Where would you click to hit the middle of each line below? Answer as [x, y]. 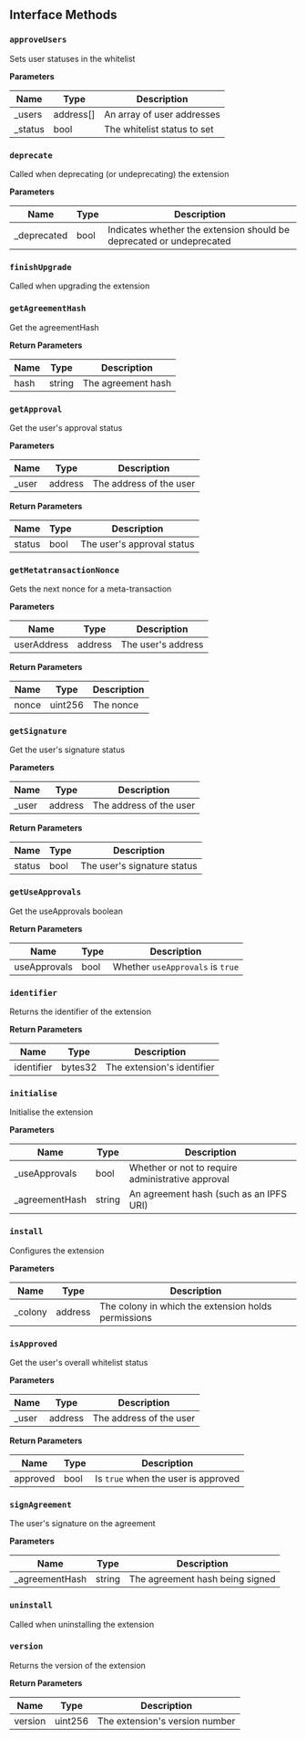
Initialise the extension [51, 1112]
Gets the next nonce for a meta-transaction [91, 589]
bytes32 [79, 1067]
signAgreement [41, 1504]
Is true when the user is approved [167, 1478]
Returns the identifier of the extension [81, 1011]
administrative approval [179, 1179]
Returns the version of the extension [77, 1665]
